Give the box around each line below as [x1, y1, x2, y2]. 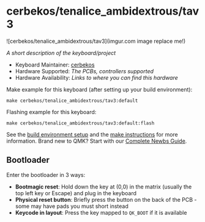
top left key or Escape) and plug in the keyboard [15, 189, 136, 196]
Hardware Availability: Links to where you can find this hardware [15, 74, 179, 81]
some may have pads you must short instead [15, 202, 129, 210]
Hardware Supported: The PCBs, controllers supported [15, 67, 154, 74]
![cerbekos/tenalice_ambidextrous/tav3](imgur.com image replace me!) [6, 37, 186, 45]
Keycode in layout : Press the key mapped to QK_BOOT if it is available [15, 209, 187, 216]
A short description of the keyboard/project [6, 49, 116, 56]
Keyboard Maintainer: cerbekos [15, 61, 95, 68]
